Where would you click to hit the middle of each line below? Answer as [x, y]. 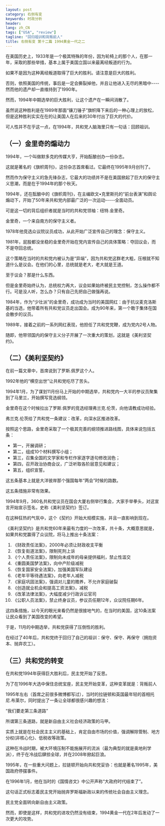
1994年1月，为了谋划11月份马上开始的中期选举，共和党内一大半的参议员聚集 [82, 392]
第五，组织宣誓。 [30, 470]
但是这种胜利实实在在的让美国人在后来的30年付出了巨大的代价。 [71, 116]
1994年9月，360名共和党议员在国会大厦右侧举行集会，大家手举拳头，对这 [80, 502]
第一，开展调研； [30, 446]
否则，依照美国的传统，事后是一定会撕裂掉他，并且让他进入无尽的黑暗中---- [82, 83]
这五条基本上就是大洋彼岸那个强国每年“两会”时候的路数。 [63, 480]
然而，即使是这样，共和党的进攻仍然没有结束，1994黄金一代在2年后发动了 [81, 813]
